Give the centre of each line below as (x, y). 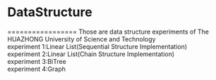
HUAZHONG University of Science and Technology (82, 39)
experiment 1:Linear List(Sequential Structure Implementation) (97, 46)
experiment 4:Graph (36, 69)
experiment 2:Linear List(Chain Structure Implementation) (91, 54)
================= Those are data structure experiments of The (108, 32)
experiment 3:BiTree (37, 61)
